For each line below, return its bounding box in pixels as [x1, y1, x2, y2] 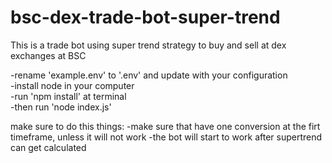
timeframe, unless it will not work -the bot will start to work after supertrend [10, 131, 323, 143]
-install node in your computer [10, 79, 135, 91]
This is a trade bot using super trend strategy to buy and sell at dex [10, 39, 287, 51]
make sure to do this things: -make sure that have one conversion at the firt [10, 120, 321, 132]
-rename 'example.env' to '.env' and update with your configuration [10, 69, 288, 81]
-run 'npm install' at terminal [10, 90, 127, 102]
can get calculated [10, 141, 87, 153]
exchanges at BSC [10, 49, 87, 61]
